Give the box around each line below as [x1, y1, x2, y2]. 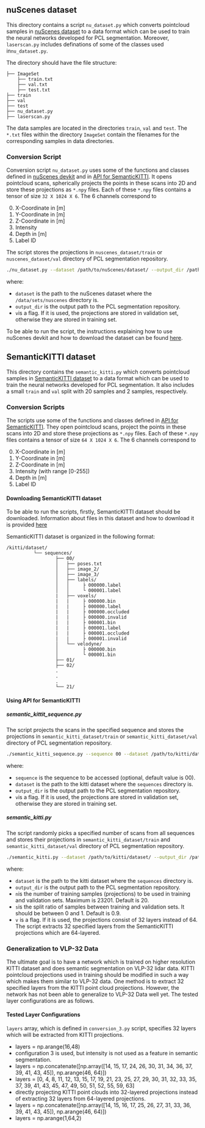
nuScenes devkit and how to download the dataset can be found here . [6, 334, 183, 341]
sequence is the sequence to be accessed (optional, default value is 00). [15, 773, 196, 781]
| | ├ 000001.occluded [55, 630, 130, 636]
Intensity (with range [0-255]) [15, 468, 90, 475]
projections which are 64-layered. [15, 929, 101, 936]
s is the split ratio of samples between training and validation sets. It [15, 903, 185, 910]
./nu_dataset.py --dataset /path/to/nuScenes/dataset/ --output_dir [6, 267, 184, 273]
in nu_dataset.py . [6, 47, 48, 54]
